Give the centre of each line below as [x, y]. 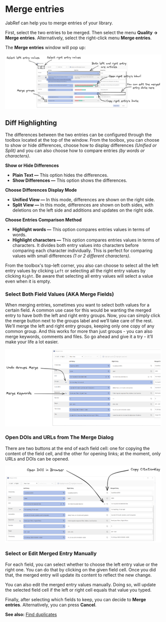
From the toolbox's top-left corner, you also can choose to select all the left [82, 265]
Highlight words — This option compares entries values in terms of [81, 229]
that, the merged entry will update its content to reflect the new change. [79, 575]
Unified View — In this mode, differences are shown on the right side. [83, 199]
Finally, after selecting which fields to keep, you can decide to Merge [76, 599]
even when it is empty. [28, 281]
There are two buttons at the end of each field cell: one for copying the [78, 448]
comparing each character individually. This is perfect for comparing [82, 250]
